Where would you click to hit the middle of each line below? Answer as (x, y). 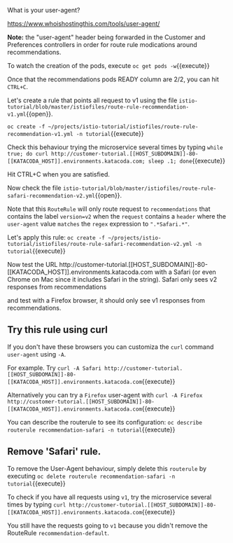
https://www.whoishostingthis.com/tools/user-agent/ (84, 23)
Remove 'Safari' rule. (54, 452)
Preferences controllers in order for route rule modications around (102, 44)
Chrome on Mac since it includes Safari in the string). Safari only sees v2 (112, 279)
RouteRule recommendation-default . (58, 532)
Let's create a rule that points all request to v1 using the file (92, 100)
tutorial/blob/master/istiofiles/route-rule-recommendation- (98, 107)
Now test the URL (33, 264)
